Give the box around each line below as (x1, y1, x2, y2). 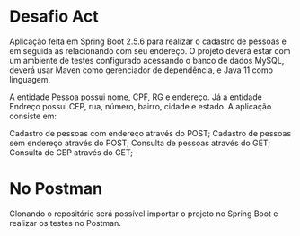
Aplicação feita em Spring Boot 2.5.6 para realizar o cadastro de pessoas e (9, 36, 287, 47)
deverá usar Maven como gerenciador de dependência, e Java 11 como (9, 65, 274, 75)
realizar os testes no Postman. (9, 217, 121, 228)
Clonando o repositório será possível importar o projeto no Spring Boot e (9, 208, 278, 219)
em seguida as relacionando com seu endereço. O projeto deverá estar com (9, 45, 291, 56)
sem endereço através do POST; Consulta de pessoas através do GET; (9, 137, 271, 148)
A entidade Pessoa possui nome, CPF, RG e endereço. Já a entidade (9, 92, 262, 102)
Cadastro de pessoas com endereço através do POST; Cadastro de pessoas (9, 127, 292, 138)
